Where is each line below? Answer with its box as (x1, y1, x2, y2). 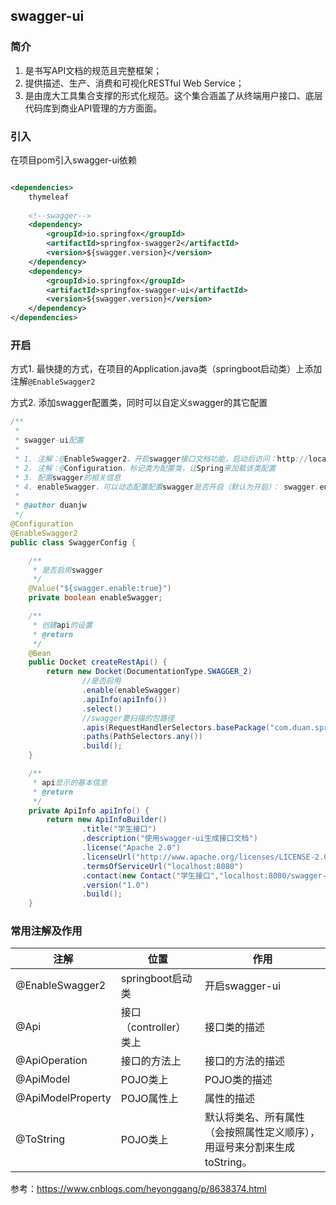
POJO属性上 (120, 1092, 179, 1106)
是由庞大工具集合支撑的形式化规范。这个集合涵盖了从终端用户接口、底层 (24, 89, 323, 101)
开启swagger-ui (204, 979, 282, 993)
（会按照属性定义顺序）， (204, 1125, 320, 1139)
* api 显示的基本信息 (32, 777, 108, 788)
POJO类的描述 (204, 1073, 273, 1087)
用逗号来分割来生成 (204, 1140, 295, 1154)
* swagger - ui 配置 (14, 435, 84, 446)
